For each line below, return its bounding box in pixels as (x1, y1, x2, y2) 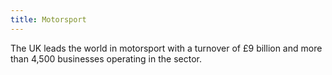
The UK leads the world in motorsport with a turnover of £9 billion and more (10, 42, 323, 54)
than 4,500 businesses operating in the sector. (10, 52, 202, 65)
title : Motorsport (10, 14, 87, 25)
